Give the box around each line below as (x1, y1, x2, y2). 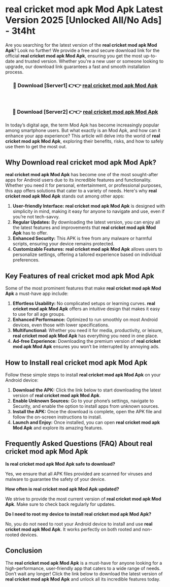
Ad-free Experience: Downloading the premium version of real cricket (12, 338, 161, 344)
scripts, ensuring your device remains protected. (12, 241, 115, 247)
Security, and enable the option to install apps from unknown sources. (12, 403, 159, 409)
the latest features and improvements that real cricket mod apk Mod (12, 224, 156, 231)
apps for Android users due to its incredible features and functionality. (5, 177, 152, 183)
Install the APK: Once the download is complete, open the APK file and (12, 408, 162, 414)
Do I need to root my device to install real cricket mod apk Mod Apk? (5, 511, 151, 517)
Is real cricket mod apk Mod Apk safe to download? (5, 461, 116, 467)
